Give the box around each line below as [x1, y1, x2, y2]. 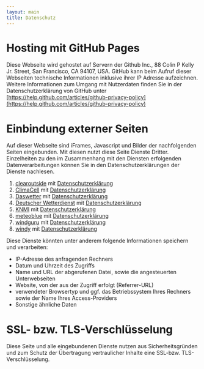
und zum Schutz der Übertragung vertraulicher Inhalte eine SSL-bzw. [6, 349, 181, 357]
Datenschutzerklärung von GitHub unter [6, 87, 107, 95]
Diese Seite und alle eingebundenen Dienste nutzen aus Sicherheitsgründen [6, 343, 198, 350]
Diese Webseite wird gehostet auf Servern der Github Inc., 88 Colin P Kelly [6, 61, 194, 69]
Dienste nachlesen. [6, 168, 55, 175]
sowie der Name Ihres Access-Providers [15, 294, 117, 302]
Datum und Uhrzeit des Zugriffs [15, 262, 95, 269]
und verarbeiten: [6, 244, 48, 251]
